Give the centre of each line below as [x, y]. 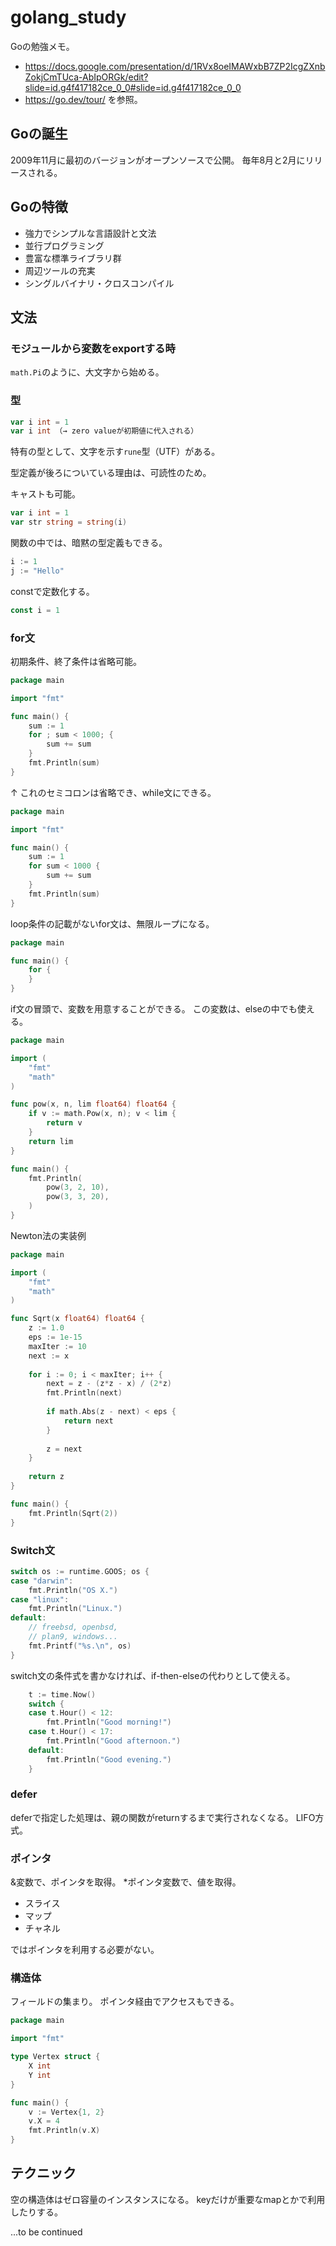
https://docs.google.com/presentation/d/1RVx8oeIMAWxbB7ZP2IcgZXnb [175, 66]
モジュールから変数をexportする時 [93, 348]
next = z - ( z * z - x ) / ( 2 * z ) [109, 1384]
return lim [51, 1141]
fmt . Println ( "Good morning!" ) [109, 1722]
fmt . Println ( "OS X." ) [73, 1590]
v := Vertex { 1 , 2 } [66, 2112]
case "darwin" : [42, 1581]
